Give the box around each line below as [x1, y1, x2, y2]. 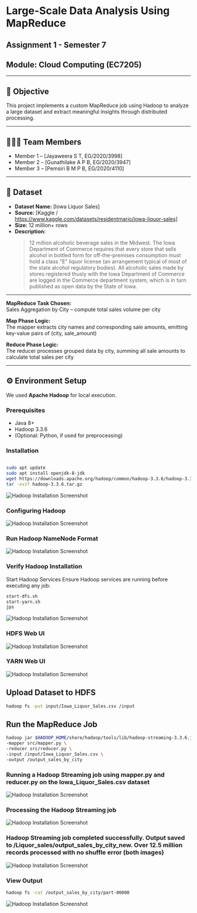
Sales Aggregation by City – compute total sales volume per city [6, 306, 161, 313]
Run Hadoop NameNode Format [6, 534, 98, 543]
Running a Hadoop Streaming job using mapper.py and [6, 771, 165, 779]
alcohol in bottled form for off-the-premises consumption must [29, 251, 181, 258]
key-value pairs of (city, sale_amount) [6, 329, 97, 336]
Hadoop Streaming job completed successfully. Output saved [6, 834, 185, 842]
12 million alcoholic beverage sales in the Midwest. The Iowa [29, 239, 175, 246]
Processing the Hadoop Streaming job [6, 806, 117, 814]
